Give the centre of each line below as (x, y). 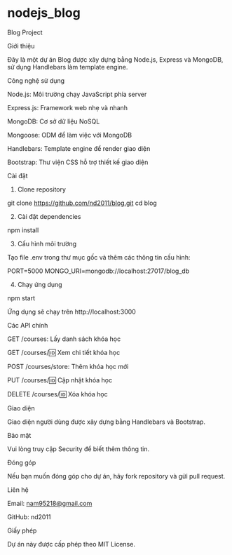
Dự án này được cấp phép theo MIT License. (71, 544)
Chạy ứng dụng (40, 284)
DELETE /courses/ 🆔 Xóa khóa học (58, 394)
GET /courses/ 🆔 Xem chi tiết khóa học (64, 352)
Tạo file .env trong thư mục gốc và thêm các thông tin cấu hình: (99, 257)
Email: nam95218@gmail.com (50, 503)
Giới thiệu (21, 46)
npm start (21, 298)
